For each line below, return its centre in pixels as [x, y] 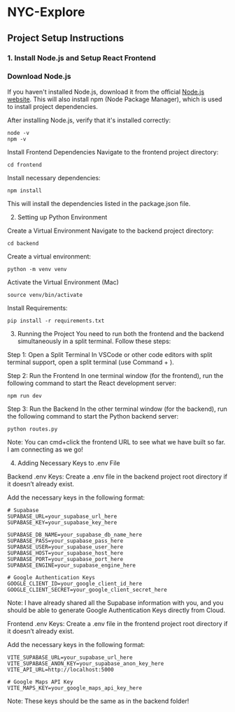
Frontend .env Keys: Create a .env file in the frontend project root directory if [117, 623]
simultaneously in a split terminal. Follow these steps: [94, 341]
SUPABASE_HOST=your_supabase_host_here [65, 553]
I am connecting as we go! [45, 449]
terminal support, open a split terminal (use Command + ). [91, 362]
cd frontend [24, 165]
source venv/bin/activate [45, 295]
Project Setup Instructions [66, 38]
